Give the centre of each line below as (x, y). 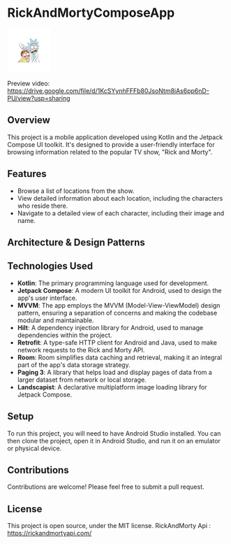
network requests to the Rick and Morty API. (81, 350)
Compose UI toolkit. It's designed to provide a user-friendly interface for (111, 144)
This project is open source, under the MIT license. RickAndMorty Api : (109, 526)
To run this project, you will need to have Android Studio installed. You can (114, 433)
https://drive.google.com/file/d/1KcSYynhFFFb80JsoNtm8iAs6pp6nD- (108, 91)
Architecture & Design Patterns (76, 242)
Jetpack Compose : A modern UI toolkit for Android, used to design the (119, 290)
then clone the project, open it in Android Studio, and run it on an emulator (114, 441)
